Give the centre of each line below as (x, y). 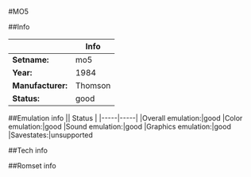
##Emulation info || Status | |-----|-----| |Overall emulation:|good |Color (125, 118)
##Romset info (33, 165)
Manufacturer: (40, 85)
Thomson (93, 85)
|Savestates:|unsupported (51, 135)
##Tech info (28, 150)
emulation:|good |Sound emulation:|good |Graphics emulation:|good (120, 127)
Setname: (31, 60)
